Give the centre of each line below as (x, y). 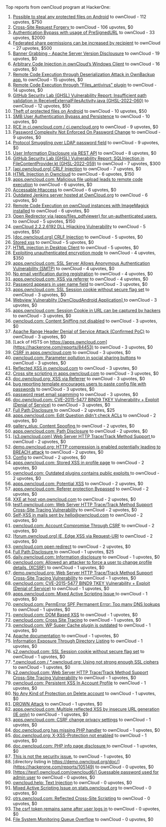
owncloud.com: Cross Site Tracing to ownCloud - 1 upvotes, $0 (77, 620)
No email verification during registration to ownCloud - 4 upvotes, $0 (83, 274)
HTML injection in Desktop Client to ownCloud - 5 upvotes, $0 (76, 247)
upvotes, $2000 (29, 38)
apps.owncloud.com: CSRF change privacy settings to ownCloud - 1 (82, 720)
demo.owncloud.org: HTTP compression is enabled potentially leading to (87, 447)
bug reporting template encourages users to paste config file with (80, 384)
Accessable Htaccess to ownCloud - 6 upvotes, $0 (65, 190)
